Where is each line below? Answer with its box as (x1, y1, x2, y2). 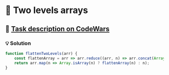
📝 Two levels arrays (5, 5, 88, 16)
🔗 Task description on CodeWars (5, 25, 110, 33)
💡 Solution (5, 40, 31, 47)
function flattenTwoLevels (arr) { (5, 51, 78, 56)
